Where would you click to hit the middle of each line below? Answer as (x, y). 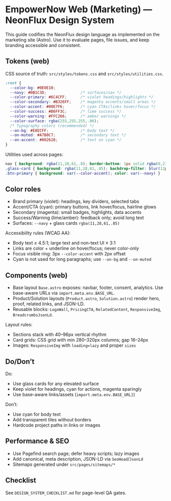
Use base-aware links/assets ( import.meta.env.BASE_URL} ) (74, 395)
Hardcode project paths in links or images (56, 425)
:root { (13, 83)
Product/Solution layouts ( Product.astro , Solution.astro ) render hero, (86, 299)
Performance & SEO (37, 441)
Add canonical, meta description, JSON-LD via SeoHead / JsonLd (78, 459)
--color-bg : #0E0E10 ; (33, 88)
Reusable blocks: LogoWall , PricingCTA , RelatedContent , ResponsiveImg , (87, 309)
